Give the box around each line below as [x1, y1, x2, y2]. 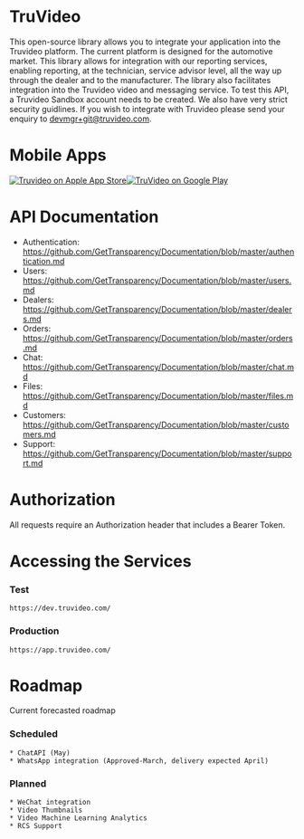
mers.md [22, 428, 56, 440]
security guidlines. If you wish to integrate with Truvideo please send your [9, 103, 285, 114]
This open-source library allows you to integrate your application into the [9, 36, 281, 47]
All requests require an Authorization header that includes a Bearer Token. [9, 519, 286, 530]
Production [9, 624, 60, 637]
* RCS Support [9, 822, 63, 831]
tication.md [22, 255, 65, 266]
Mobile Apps [9, 145, 107, 166]
